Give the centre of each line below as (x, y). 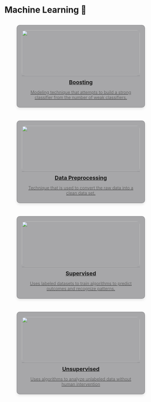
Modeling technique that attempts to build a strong (81, 92)
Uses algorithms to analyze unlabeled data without (81, 379)
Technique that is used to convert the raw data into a (81, 188)
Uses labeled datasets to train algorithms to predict (81, 283)
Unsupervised (81, 369)
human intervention (81, 384)
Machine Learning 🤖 (45, 10)
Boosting (81, 82)
